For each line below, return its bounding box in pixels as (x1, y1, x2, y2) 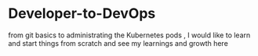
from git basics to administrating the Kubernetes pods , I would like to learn (8, 30, 251, 40)
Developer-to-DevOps (8, 5, 156, 23)
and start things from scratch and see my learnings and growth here (8, 38, 229, 47)
